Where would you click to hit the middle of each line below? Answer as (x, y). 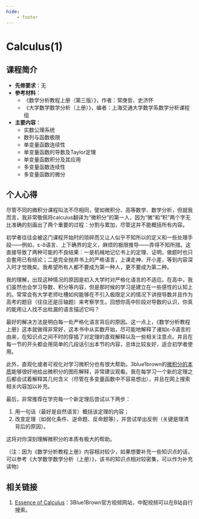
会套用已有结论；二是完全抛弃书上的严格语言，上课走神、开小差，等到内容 (97, 260)
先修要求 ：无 (30, 85)
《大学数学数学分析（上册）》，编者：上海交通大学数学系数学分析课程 (107, 107)
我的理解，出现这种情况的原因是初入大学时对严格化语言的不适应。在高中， (97, 280)
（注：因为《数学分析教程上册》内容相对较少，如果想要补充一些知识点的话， (99, 452)
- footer (28, 17)
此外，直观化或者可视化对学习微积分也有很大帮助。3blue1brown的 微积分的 (97, 364)
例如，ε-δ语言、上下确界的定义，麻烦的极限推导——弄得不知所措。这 (106, 245)
